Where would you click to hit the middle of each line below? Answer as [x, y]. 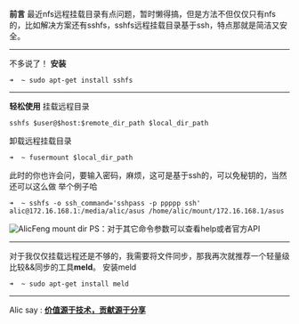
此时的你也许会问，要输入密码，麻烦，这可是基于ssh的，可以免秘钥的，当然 [148, 175]
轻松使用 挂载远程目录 [49, 106]
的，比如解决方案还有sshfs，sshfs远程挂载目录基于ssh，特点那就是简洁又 [145, 25]
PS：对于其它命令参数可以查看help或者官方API [175, 229]
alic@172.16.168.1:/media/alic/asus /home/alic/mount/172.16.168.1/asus [147, 211]
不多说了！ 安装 [38, 63]
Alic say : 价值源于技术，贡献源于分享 [78, 310]
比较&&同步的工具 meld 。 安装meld [73, 267]
